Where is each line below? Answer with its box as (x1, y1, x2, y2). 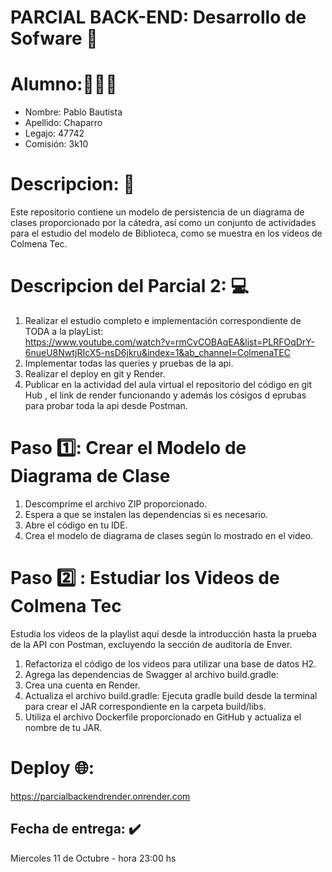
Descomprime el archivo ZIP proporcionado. (24, 497, 208, 510)
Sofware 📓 (10, 27, 98, 50)
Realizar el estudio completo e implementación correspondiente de (24, 315, 302, 326)
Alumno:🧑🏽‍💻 (10, 73, 118, 96)
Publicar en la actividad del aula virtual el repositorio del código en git (24, 379, 313, 390)
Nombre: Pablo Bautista (24, 106, 123, 118)
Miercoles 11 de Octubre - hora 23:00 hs (10, 852, 177, 864)
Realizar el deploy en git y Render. (24, 368, 166, 380)
